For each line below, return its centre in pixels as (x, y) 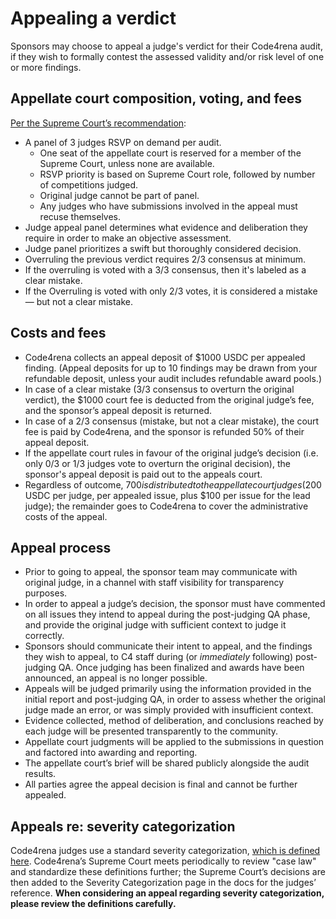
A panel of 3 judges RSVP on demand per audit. (123, 142)
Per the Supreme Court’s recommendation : (98, 123)
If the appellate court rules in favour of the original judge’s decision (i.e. (171, 453)
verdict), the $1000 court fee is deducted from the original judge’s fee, (169, 399)
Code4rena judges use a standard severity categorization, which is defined (165, 851)
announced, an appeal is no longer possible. (116, 678)
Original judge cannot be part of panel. (119, 195)
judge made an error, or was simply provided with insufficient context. (169, 710)
